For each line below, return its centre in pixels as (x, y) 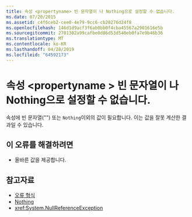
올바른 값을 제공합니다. (40, 160)
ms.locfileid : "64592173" (37, 55)
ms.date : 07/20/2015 (31, 17)
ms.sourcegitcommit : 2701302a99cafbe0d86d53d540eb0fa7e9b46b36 (85, 33)
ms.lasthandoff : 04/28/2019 (40, 50)
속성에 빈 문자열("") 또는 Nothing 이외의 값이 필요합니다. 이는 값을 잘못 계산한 (93, 117)
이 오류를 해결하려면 (40, 144)
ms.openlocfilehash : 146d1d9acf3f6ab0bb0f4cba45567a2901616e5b (85, 28)
